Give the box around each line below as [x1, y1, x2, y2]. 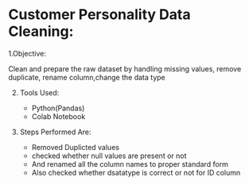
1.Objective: [8, 48, 46, 58]
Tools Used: [19, 87, 60, 97]
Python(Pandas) [31, 103, 85, 113]
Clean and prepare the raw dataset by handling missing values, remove [8, 64, 242, 73]
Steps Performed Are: [19, 127, 91, 137]
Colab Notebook [31, 111, 86, 121]
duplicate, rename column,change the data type [8, 72, 165, 82]
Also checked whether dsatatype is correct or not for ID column [31, 168, 241, 177]
